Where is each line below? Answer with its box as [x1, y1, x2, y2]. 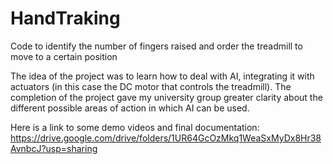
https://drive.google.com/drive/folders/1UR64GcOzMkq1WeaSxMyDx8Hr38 [10, 132, 322, 144]
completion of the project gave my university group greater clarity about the [10, 91, 323, 103]
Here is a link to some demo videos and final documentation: [10, 121, 260, 133]
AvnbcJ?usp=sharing [10, 142, 98, 154]
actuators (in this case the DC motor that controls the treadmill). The [10, 80, 292, 92]
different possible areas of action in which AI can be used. [10, 102, 250, 114]
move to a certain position [10, 50, 118, 62]
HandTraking [10, 7, 121, 30]
